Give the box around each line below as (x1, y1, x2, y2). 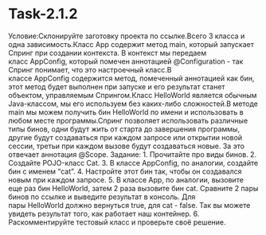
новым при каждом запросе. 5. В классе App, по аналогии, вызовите (8, 174, 244, 184)
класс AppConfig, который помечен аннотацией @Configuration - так (8, 57, 244, 66)
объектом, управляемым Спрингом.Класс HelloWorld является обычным (8, 90, 257, 100)
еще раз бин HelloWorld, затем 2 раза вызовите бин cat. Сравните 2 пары (8, 183, 259, 193)
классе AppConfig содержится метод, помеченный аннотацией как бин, (8, 73, 255, 83)
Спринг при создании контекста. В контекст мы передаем (8, 48, 207, 57)
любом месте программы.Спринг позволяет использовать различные (8, 116, 248, 125)
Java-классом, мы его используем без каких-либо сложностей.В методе (8, 99, 259, 108)
